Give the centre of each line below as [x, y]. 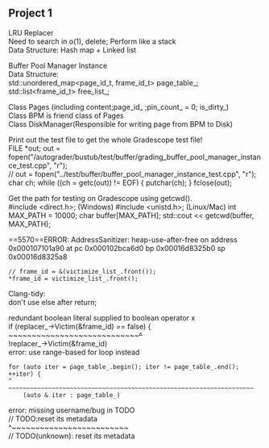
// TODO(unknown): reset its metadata [72, 436]
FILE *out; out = [35, 148]
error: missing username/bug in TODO [72, 410]
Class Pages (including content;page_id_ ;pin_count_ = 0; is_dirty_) [119, 107]
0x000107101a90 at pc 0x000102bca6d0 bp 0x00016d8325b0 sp [117, 248]
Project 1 [30, 13]
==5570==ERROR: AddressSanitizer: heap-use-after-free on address [123, 239]
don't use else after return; [53, 302]
